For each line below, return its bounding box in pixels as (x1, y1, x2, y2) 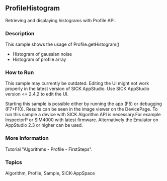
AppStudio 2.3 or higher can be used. (5, 122, 83, 128)
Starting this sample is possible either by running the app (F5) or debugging (5, 101, 162, 107)
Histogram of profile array (12, 56, 66, 62)
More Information (5, 135, 49, 142)
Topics (5, 158, 23, 165)
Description (5, 30, 35, 37)
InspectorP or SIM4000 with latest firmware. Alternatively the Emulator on (5, 117, 158, 123)
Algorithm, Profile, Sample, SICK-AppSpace (5, 170, 95, 176)
